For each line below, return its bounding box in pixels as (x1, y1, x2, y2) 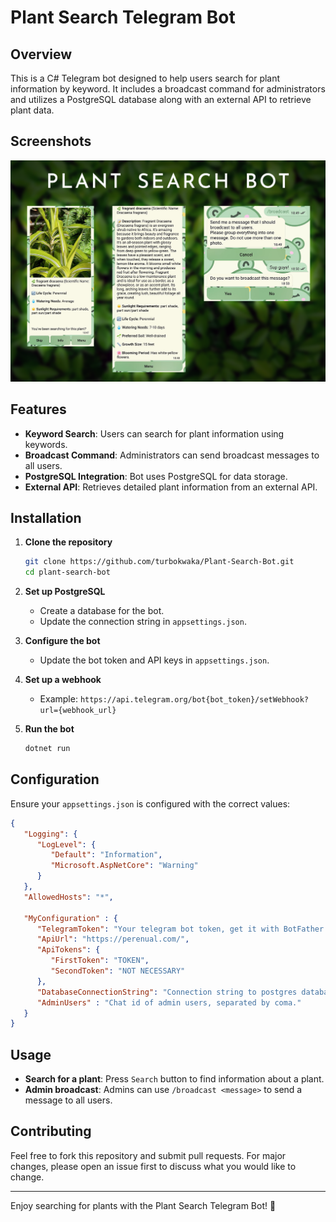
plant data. (10, 104, 55, 116)
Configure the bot (24, 635, 101, 647)
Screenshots (10, 133, 92, 150)
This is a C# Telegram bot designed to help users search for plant (10, 72, 281, 84)
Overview (10, 46, 73, 63)
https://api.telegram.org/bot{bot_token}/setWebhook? (79, 695, 309, 705)
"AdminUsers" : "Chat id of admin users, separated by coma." (36, 997, 302, 1008)
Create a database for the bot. (39, 605, 165, 617)
